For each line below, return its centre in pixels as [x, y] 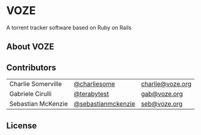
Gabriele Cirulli [30, 94]
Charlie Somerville [36, 84]
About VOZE [30, 47]
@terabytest [92, 94]
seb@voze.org [162, 104]
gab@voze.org [162, 94]
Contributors [31, 67]
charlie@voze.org [166, 84]
